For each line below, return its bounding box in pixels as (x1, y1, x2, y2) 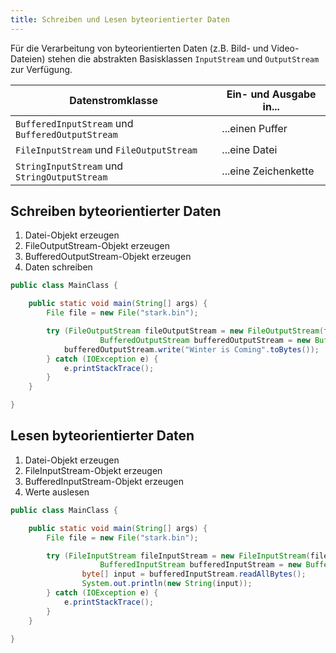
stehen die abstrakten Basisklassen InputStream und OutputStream (47, 52, 320, 65)
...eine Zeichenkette (221, 164, 315, 178)
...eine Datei (221, 142, 278, 156)
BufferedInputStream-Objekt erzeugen (24, 475, 184, 487)
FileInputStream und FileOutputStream (15, 142, 198, 156)
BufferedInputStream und (15, 116, 134, 130)
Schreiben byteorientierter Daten (10, 203, 222, 220)
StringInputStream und (15, 159, 124, 173)
